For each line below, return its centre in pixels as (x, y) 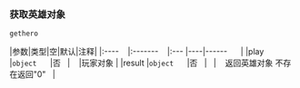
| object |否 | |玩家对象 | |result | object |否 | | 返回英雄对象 (141, 63)
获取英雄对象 (38, 14)
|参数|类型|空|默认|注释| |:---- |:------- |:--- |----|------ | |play (137, 52)
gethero (24, 34)
